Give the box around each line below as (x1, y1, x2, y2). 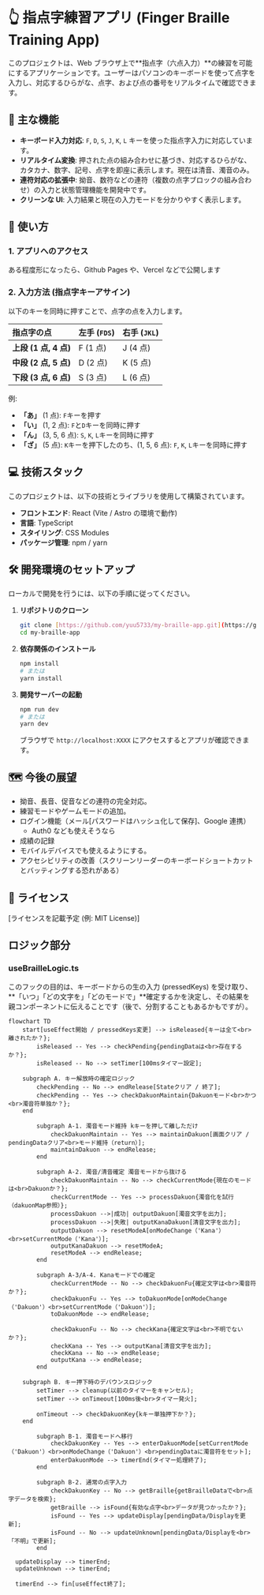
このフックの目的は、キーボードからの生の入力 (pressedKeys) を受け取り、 (8, 981, 252, 991)
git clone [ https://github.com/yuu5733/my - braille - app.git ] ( (19, 621, 225, 629)
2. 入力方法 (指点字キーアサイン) (8, 287, 131, 298)
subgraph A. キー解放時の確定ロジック (22, 1075, 136, 1083)
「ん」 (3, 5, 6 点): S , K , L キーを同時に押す (19, 430, 155, 440)
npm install (19, 660, 59, 668)
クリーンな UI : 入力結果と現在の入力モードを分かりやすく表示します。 (19, 194, 246, 204)
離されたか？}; (8, 1034, 51, 1042)
